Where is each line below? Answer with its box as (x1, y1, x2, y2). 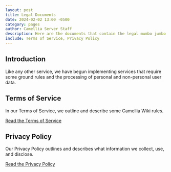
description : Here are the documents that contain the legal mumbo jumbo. (5, 31, 168, 36)
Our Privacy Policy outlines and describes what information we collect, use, (5, 146, 165, 152)
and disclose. (5, 151, 34, 157)
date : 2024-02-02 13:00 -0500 (5, 17, 70, 22)
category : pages (5, 21, 40, 27)
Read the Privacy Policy (5, 161, 55, 167)
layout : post (5, 7, 33, 13)
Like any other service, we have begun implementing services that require (5, 68, 162, 75)
